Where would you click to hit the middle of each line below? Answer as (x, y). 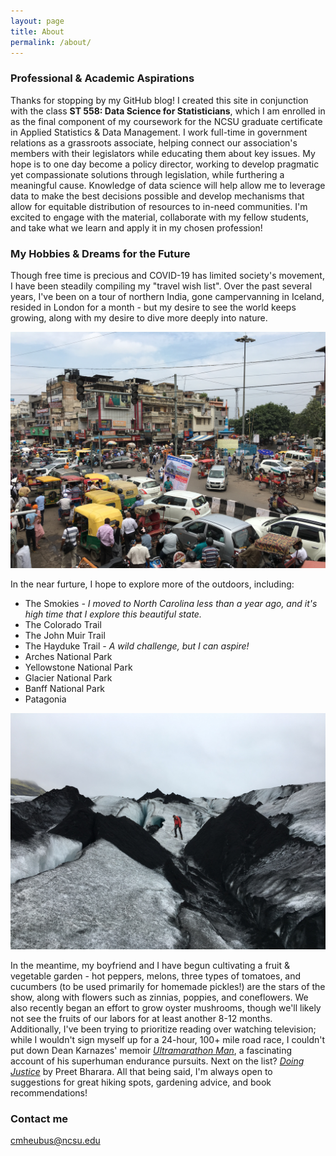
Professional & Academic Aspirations (102, 78)
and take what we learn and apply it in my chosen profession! (136, 227)
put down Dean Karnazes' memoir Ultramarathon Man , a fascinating (151, 1050)
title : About (37, 31)
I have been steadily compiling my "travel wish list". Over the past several (161, 286)
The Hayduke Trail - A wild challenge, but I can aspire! (137, 646)
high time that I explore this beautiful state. (113, 614)
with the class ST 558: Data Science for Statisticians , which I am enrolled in (168, 111)
